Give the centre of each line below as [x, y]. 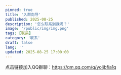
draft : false [19, 43]
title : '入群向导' [23, 15]
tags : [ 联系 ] [18, 33]
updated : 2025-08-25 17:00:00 [37, 52]
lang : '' [14, 47]
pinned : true [19, 10]
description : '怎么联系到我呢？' [37, 24]
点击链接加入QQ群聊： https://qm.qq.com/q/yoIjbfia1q [61, 67]
